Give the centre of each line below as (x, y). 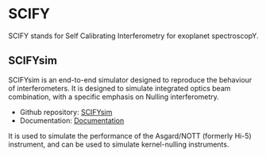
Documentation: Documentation (72, 121)
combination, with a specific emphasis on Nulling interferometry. (114, 97)
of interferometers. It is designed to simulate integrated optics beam (120, 88)
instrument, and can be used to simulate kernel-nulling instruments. (119, 144)
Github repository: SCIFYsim (66, 112)
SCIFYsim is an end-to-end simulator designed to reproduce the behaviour (130, 79)
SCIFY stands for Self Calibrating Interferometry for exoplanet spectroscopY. (133, 36)
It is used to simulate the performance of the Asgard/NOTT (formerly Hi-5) (130, 136)
